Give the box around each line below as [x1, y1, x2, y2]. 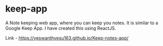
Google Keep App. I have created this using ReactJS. [5, 25, 116, 31]
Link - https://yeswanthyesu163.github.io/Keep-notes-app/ [5, 35, 129, 41]
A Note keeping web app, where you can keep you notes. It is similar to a [5, 20, 158, 26]
